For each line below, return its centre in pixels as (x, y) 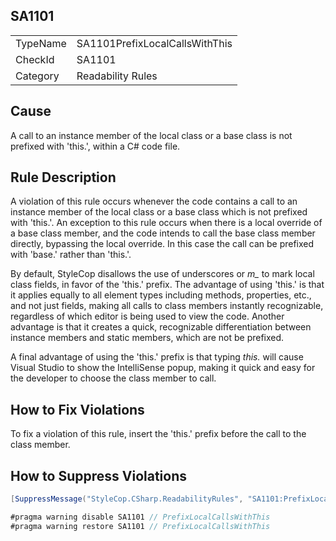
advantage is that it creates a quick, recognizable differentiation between (161, 327)
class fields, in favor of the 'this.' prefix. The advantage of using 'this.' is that (167, 285)
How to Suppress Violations (99, 475)
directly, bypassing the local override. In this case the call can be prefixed (162, 244)
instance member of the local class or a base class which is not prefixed (159, 212)
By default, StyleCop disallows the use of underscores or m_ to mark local (162, 274)
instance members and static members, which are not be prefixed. (147, 338)
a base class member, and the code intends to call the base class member (163, 233)
